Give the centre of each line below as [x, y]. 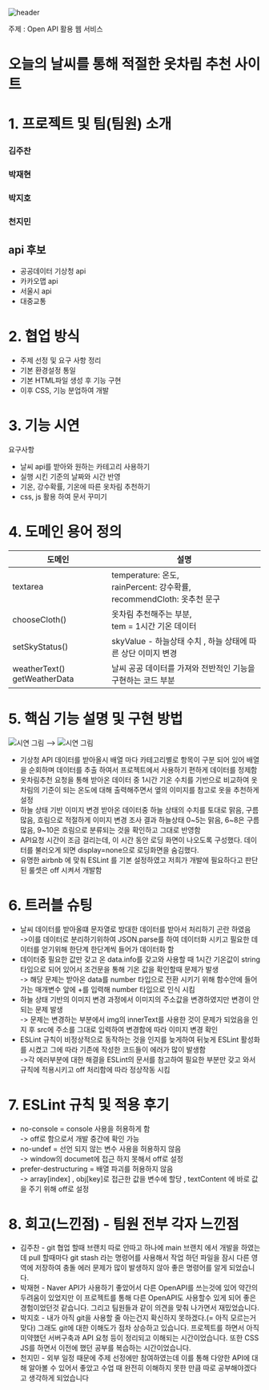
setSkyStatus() [40, 646]
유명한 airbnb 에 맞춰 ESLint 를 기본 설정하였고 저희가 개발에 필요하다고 [131, 860]
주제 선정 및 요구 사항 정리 [60, 360]
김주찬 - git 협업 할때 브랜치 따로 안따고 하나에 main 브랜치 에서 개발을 [129, 1248]
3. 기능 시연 [44, 426]
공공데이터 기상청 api [53, 271]
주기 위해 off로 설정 [59, 1189]
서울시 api [36, 291]
